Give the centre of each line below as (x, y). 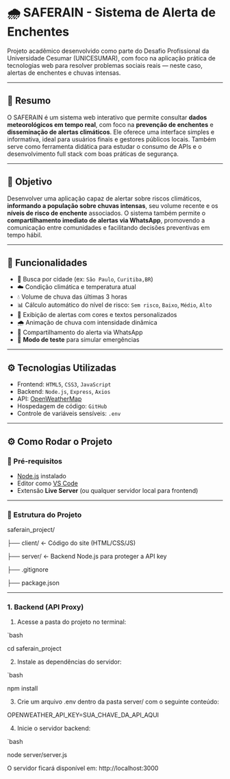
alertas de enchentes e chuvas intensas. (64, 73)
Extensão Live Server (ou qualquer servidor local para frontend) (107, 490)
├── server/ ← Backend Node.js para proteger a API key (87, 557)
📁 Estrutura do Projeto (44, 515)
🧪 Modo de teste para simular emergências (78, 340)
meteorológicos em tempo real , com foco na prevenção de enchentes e (110, 124)
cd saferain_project (34, 649)
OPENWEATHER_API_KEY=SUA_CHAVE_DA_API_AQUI (83, 715)
